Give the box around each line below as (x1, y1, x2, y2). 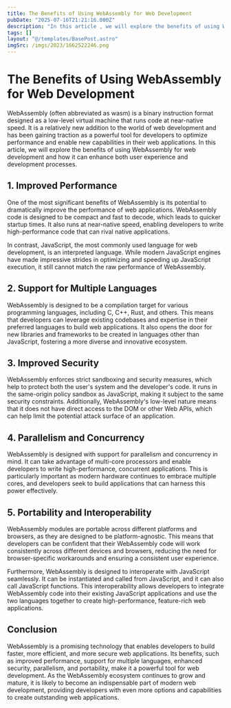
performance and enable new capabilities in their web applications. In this (7, 138, 217, 146)
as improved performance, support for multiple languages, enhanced (7, 656, 203, 665)
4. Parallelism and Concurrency (7, 432, 145, 443)
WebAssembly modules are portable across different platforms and (7, 525, 197, 533)
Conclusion (7, 623, 58, 636)
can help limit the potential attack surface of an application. (7, 412, 175, 420)
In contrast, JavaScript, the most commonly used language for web (7, 241, 198, 249)
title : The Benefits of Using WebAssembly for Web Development (7, 10, 192, 17)
